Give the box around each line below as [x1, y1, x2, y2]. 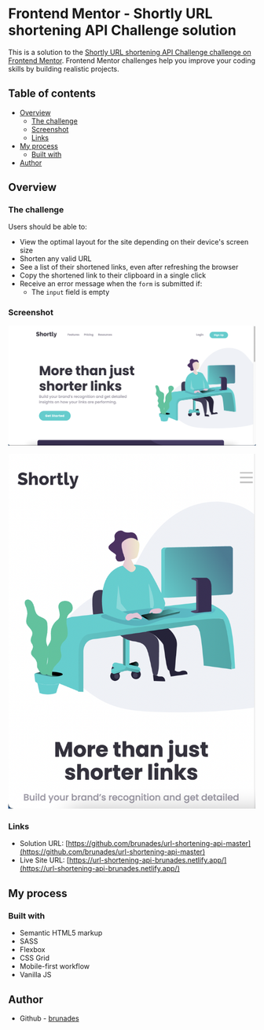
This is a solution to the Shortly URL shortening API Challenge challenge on [8, 47, 251, 57]
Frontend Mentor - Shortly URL [8, 5, 213, 23]
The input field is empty [31, 288, 110, 297]
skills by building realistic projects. [8, 64, 119, 73]
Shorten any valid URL [19, 254, 92, 263]
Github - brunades [19, 1013, 80, 1023]
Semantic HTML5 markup [19, 929, 103, 938]
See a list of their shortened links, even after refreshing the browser [19, 263, 239, 272]
